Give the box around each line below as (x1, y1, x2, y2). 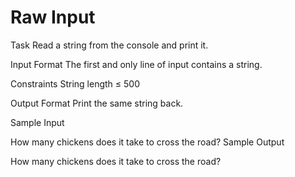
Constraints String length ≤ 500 (10, 77, 140, 90)
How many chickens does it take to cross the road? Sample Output (10, 136, 285, 148)
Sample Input (10, 116, 65, 128)
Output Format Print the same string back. (10, 97, 184, 109)
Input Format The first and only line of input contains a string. (10, 58, 263, 70)
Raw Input (10, 6, 96, 29)
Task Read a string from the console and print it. (10, 39, 209, 51)
